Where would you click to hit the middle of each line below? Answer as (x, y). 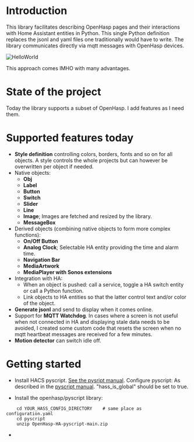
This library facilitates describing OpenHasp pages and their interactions (93, 27)
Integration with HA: (38, 278)
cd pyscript (31, 419)
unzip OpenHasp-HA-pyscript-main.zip (62, 424)
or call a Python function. (53, 291)
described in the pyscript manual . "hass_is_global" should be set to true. (101, 386)
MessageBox (39, 222)
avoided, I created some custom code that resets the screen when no (98, 328)
